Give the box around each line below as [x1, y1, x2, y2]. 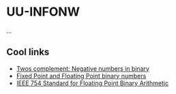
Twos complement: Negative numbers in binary [16, 64, 149, 72]
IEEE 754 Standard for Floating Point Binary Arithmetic [16, 79, 168, 87]
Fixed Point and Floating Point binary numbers [16, 72, 147, 80]
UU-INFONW [6, 4, 80, 20]
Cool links [6, 46, 50, 58]
